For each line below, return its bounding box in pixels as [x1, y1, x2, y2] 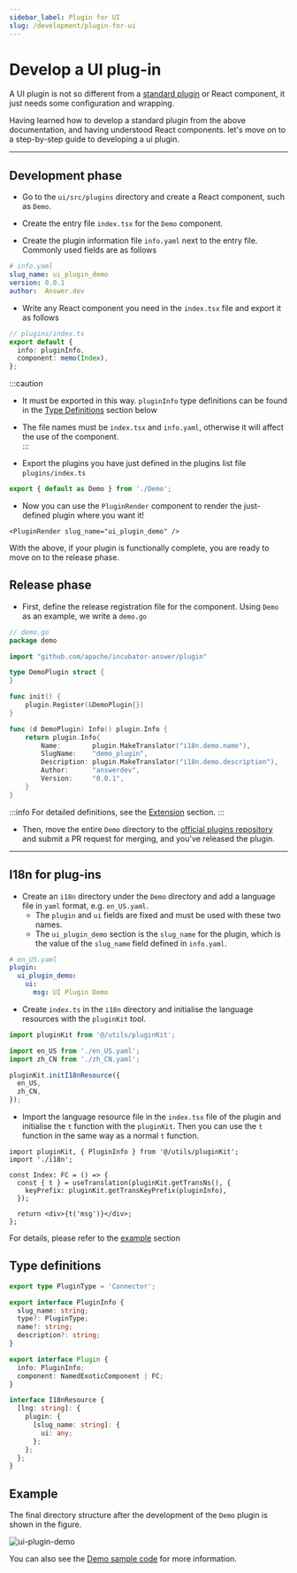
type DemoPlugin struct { [9, 668, 104, 677]
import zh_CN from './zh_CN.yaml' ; [9, 1055, 141, 1063]
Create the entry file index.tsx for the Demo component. [21, 218, 224, 229]
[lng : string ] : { [17, 1404, 81, 1413]
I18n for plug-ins [9, 868, 102, 883]
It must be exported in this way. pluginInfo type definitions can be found [21, 395, 288, 406]
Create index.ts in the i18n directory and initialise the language [21, 1003, 254, 1015]
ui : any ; [41, 1429, 73, 1437]
